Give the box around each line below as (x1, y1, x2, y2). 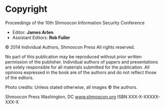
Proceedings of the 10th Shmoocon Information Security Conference (5, 20, 145, 26)
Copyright (5, 3, 48, 15)
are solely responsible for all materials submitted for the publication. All (5, 64, 150, 70)
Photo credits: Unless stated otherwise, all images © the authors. (5, 84, 138, 90)
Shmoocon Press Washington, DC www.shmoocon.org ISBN (5, 94, 127, 100)
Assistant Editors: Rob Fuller (12, 35, 71, 40)
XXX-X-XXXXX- (128, 94, 161, 100)
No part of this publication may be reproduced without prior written (5, 53, 142, 60)
